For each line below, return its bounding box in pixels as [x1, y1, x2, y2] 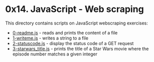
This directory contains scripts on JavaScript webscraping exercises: [5, 20, 148, 26]
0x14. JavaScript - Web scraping [5, 3, 144, 15]
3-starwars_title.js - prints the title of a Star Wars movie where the [12, 45, 149, 51]
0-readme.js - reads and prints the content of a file [12, 29, 118, 35]
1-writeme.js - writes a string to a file [12, 35, 89, 41]
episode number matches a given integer [12, 51, 98, 57]
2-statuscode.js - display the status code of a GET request [12, 40, 134, 46]
